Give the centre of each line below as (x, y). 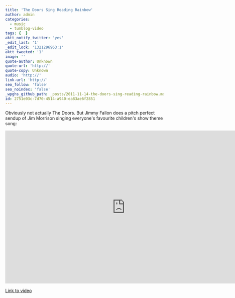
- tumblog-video (27, 29)
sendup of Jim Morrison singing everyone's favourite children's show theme (84, 118)
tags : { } (17, 33)
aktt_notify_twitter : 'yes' (35, 38)
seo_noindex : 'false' (28, 89)
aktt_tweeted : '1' (24, 52)
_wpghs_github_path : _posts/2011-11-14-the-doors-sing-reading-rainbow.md (85, 94)
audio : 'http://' (23, 75)
